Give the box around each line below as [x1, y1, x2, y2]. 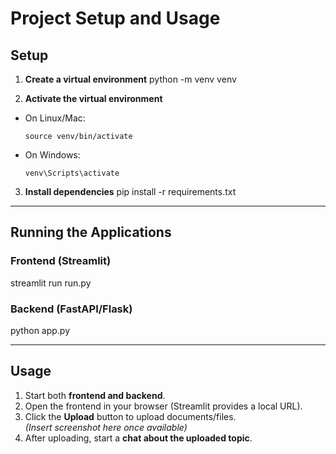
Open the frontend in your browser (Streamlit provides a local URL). [24, 400, 303, 412]
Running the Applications [10, 224, 172, 241]
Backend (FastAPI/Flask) [10, 302, 133, 316]
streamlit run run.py [10, 277, 92, 289]
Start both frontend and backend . [24, 389, 166, 401]
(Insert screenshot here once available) [24, 421, 188, 433]
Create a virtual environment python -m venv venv [24, 73, 237, 85]
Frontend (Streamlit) [10, 254, 112, 268]
